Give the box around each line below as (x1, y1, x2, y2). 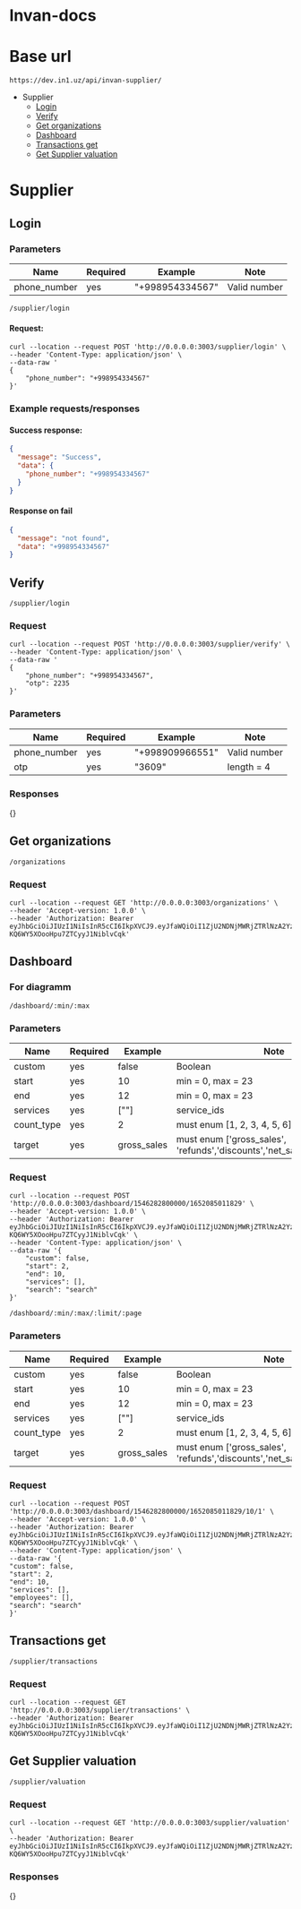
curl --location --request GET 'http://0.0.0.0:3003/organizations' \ (9, 899, 279, 907)
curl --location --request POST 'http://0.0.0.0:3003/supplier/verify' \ (9, 640, 291, 649)
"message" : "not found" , (17, 534, 110, 543)
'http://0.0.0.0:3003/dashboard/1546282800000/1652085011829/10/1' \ (9, 1507, 275, 1516)
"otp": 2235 (25, 679, 70, 688)
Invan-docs (9, 5, 97, 26)
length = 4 (227, 761, 271, 773)
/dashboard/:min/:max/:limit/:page (9, 1309, 142, 1318)
